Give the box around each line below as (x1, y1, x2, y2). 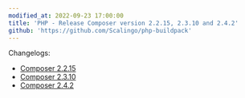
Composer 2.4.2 (19, 80, 75, 90)
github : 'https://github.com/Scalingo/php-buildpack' (8, 26, 193, 34)
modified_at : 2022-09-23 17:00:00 (8, 11, 125, 20)
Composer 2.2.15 (19, 64, 76, 73)
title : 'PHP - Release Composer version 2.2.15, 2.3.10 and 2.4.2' (8, 19, 239, 27)
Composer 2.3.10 (19, 73, 76, 82)
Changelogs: (8, 49, 51, 58)
